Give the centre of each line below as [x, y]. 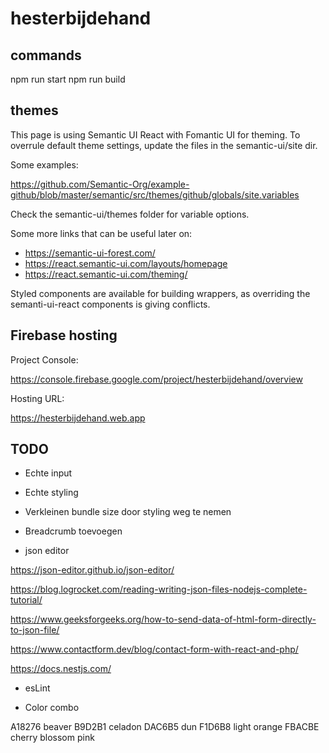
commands [46, 55]
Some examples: [44, 164]
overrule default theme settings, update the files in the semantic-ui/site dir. [164, 145]
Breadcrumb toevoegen [73, 531]
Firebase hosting [64, 335]
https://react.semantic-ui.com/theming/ [106, 274]
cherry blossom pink [52, 738]
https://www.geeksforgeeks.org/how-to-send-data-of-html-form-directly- [163, 619]
